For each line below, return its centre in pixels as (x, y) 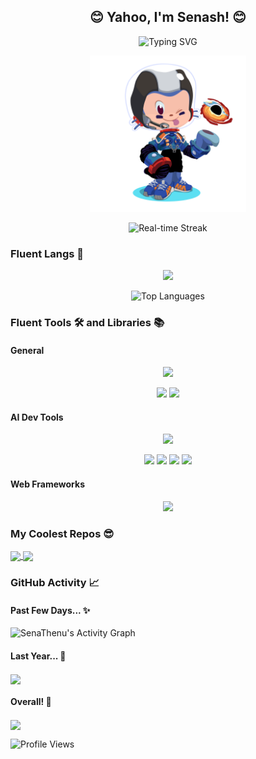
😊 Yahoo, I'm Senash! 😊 (168, 17)
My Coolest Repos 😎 (62, 533)
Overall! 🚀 (31, 702)
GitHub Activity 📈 (55, 583)
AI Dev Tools (37, 417)
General (27, 350)
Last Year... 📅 (38, 656)
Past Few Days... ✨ (50, 610)
